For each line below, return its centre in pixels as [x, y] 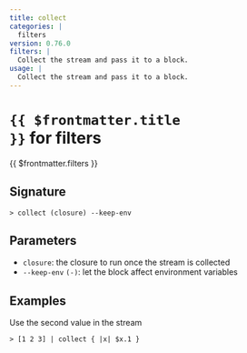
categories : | [36, 26]
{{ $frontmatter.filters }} [54, 163]
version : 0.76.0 [40, 43]
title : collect [38, 18]
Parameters [43, 241]
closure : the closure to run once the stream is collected [126, 262]
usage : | [26, 69]
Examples [38, 301]
